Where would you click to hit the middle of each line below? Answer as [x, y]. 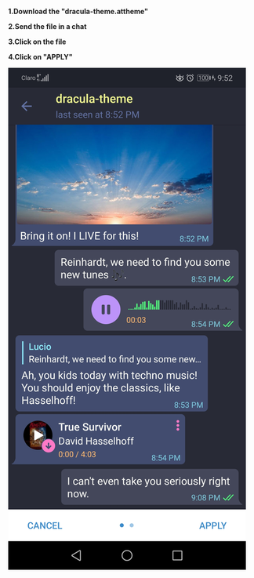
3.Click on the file [37, 42]
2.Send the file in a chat [47, 26]
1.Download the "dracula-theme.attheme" [78, 11]
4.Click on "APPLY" [40, 57]
